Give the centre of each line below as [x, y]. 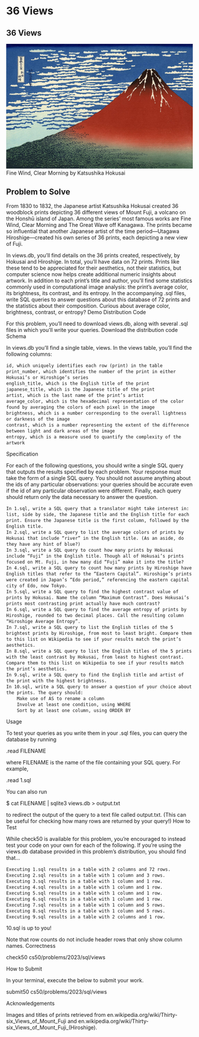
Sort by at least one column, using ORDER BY [74, 710]
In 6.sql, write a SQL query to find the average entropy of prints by [96, 609]
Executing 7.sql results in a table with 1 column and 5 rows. [86, 905]
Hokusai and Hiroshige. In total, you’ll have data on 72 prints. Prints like [93, 261]
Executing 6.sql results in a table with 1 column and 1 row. [84, 899]
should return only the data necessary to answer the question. [82, 497]
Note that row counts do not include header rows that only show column [94, 939]
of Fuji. [15, 244]
